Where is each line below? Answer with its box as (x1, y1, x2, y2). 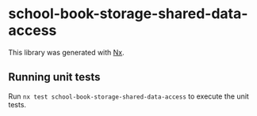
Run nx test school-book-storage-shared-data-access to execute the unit (8, 92, 250, 101)
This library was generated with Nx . (8, 47, 125, 57)
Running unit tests (8, 70, 101, 84)
